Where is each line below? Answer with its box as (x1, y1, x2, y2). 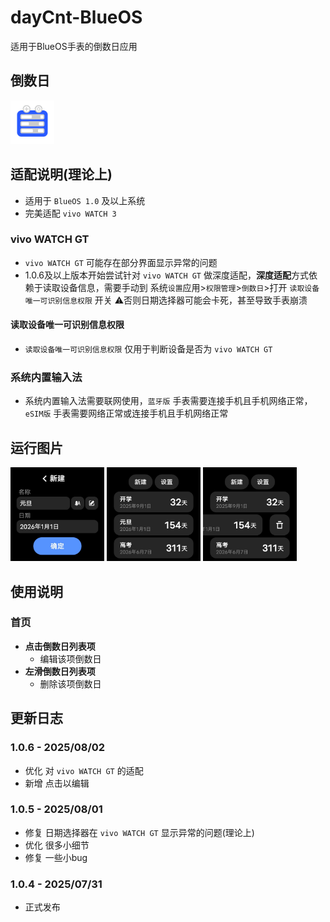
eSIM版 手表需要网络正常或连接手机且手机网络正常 (24, 407, 229, 420)
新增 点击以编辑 (24, 777, 90, 789)
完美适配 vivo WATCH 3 (24, 207, 117, 219)
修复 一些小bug (24, 851, 88, 863)
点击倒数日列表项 (24, 640, 96, 652)
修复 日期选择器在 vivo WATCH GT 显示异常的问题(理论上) (24, 826, 255, 838)
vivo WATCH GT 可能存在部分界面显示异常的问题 (24, 256, 218, 268)
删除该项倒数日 (39, 677, 102, 690)
